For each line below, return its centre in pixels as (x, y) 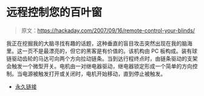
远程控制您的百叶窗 (54, 12)
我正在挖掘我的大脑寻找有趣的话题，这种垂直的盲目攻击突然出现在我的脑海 (99, 43)
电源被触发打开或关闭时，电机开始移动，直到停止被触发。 (94, 74)
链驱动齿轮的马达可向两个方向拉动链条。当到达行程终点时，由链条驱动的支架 (102, 58)
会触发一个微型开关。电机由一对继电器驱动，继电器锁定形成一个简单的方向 (99, 66)
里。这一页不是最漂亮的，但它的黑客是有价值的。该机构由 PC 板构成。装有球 (102, 51)
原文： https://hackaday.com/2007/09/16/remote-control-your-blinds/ (108, 30)
